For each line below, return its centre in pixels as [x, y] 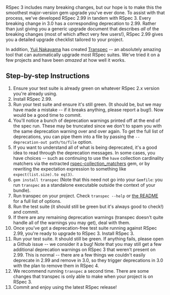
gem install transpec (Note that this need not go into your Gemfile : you [88, 180]
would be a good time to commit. [47, 115]
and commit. [26, 212]
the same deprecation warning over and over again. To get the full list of [88, 131]
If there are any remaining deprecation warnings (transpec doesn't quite [88, 217]
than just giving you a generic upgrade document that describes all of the [82, 29]
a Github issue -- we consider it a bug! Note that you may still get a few [87, 244]
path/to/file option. [71, 142]
